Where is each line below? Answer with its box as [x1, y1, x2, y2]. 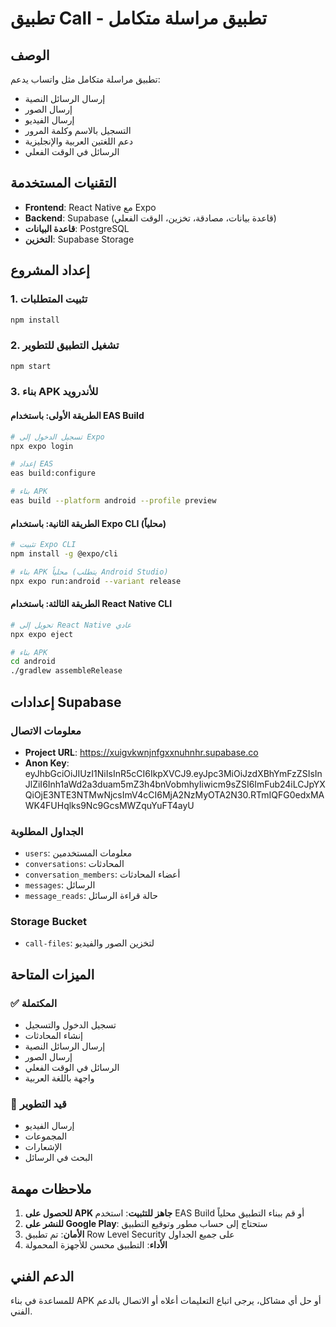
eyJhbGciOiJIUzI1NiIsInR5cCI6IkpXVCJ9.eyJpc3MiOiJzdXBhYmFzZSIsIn [24, 767, 323, 779]
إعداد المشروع [10, 262, 90, 279]
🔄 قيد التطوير [10, 1097, 67, 1111]
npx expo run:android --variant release [10, 576, 182, 586]
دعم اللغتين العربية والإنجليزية [24, 135, 133, 147]
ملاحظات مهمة [10, 1180, 92, 1197]
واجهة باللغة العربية [24, 1072, 95, 1084]
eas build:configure [10, 468, 97, 479]
